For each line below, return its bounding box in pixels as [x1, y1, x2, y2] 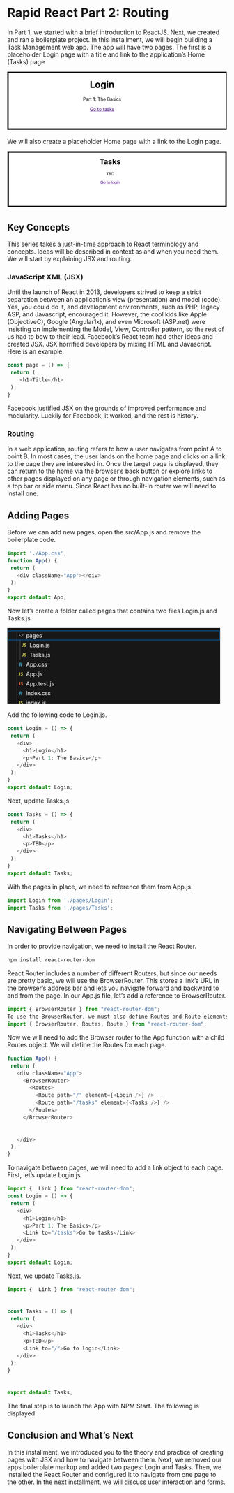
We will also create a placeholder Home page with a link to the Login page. [7, 138, 221, 146]
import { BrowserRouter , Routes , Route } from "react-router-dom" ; [7, 1021, 208, 1028]
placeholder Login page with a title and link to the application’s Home [7, 50, 205, 59]
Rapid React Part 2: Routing [7, 5, 169, 21]
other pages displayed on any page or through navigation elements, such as [7, 474, 226, 483]
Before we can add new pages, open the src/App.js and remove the [7, 527, 201, 536]
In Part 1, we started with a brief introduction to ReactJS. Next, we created [7, 28, 220, 36]
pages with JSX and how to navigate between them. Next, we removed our [7, 1455, 222, 1464]
